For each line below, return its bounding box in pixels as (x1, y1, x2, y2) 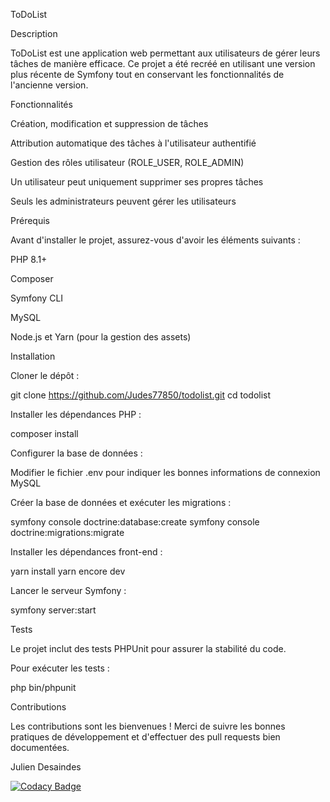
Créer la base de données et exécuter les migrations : (10, 497, 232, 508)
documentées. (10, 742, 70, 753)
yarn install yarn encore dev (10, 565, 126, 577)
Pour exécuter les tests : (10, 662, 110, 674)
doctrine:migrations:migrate (10, 527, 125, 538)
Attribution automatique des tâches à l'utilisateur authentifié (10, 137, 257, 149)
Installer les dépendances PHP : (10, 409, 142, 420)
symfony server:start (10, 604, 97, 616)
